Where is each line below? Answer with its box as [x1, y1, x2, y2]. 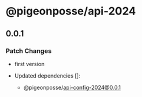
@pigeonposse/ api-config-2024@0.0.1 [23, 84, 121, 91]
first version [14, 60, 45, 67]
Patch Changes [5, 47, 52, 55]
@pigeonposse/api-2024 [5, 4, 137, 18]
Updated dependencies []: [14, 72, 81, 79]
